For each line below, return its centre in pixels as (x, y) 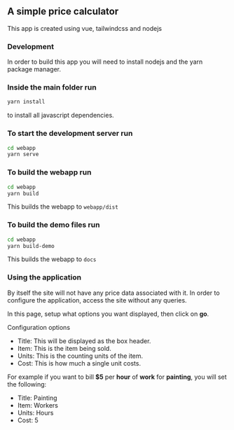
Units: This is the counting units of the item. (80, 356)
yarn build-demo (31, 246)
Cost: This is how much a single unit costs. (79, 363)
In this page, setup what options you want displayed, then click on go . (108, 314)
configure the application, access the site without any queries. (97, 300)
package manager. (34, 69)
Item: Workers (37, 405)
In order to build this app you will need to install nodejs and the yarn (105, 62)
